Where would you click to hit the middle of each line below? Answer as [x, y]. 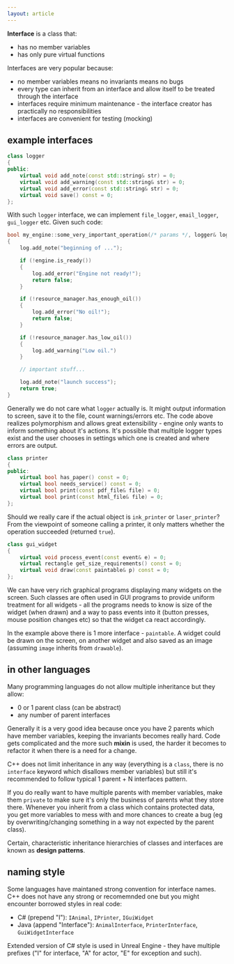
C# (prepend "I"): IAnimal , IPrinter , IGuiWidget [86, 917]
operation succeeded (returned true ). [61, 531]
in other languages [49, 670]
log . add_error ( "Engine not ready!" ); [87, 273]
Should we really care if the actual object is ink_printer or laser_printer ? [114, 517]
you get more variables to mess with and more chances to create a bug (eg [115, 814]
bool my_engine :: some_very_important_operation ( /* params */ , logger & [112, 235]
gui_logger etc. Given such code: [55, 222]
